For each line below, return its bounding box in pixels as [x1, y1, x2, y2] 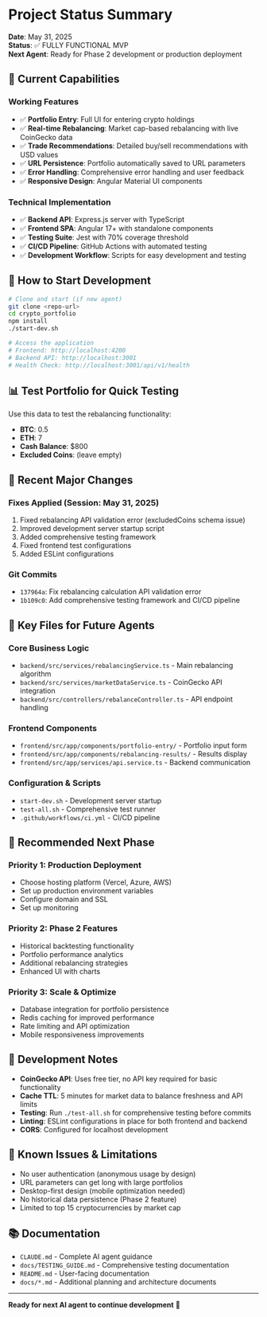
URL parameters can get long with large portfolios [19, 1177, 184, 1187]
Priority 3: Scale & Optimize [8, 986, 117, 997]
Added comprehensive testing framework [19, 532, 157, 542]
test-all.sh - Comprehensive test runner [19, 804, 157, 814]
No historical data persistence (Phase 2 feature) [19, 1194, 177, 1204]
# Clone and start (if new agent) [8, 295, 123, 303]
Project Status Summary [8, 6, 173, 24]
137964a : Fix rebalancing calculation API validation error [19, 587, 202, 596]
